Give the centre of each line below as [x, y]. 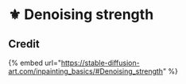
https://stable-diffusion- [101, 63]
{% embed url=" [35, 63]
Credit [24, 44]
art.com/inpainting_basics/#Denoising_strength [86, 71]
